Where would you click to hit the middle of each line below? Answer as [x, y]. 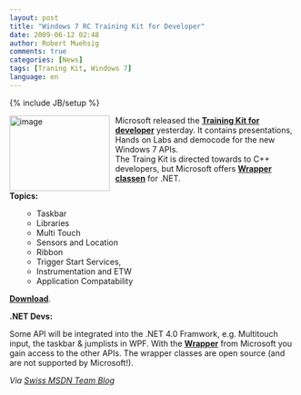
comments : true [38, 52]
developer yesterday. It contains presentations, [204, 130]
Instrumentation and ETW [84, 271]
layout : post [34, 18]
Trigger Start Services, [79, 262]
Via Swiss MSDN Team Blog [62, 380]
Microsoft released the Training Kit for [187, 120]
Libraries [53, 222]
